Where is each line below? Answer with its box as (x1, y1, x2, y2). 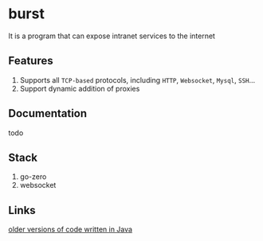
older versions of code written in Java (8, 224, 133, 235)
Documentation (8, 107, 88, 120)
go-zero (19, 172, 47, 181)
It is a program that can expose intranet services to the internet (8, 31, 215, 41)
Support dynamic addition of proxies (19, 84, 140, 93)
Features (8, 54, 53, 68)
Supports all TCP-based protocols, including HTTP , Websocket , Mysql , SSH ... (19, 75, 256, 84)
